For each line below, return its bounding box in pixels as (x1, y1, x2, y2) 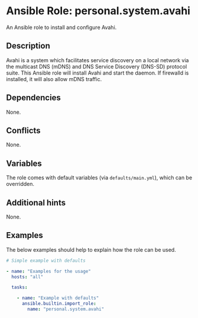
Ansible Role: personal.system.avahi (6, 4, 191, 18)
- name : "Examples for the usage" (6, 268, 92, 274)
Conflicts (6, 126, 41, 136)
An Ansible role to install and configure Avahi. (6, 24, 117, 31)
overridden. (6, 181, 34, 188)
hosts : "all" (11, 274, 44, 280)
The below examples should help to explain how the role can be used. (6, 246, 176, 253)
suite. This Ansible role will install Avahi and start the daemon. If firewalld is (6, 69, 189, 76)
